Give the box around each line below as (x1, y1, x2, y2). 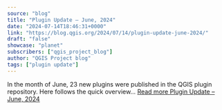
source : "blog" (7, 10, 51, 17)
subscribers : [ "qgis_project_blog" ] (7, 49, 113, 56)
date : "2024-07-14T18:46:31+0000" (7, 23, 107, 30)
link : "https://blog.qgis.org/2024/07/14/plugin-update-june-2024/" (7, 29, 209, 36)
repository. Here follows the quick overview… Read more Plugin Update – (7, 87, 215, 96)
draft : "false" (7, 36, 51, 43)
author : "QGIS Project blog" (7, 55, 91, 62)
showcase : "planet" (7, 42, 64, 49)
